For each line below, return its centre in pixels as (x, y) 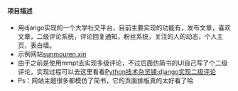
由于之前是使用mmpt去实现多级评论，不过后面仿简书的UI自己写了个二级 (123, 63)
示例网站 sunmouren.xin (52, 54)
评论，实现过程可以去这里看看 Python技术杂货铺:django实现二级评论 (117, 72)
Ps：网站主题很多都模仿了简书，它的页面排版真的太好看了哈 (106, 80)
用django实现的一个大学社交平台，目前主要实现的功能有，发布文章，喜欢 (124, 28)
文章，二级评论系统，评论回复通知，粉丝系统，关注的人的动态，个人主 (120, 37)
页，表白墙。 (36, 45)
